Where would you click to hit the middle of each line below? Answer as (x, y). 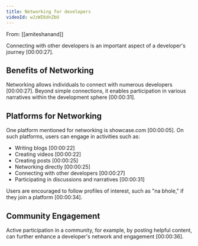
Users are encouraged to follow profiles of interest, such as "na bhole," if (95, 191)
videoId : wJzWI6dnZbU (33, 17)
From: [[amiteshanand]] (35, 34)
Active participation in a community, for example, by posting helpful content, (99, 230)
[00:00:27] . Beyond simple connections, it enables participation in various (96, 91)
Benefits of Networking (50, 70)
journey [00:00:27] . (30, 52)
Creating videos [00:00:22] (48, 154)
